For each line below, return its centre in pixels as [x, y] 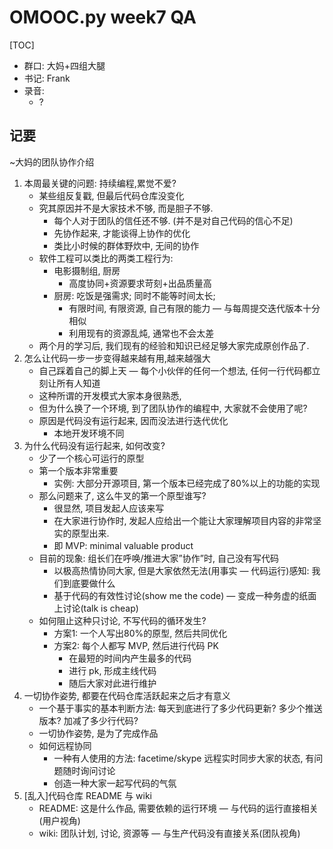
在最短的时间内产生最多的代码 [130, 658]
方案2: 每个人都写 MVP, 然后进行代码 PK [136, 645]
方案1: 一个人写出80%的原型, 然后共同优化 [140, 633]
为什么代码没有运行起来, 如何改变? [94, 445]
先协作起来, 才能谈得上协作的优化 [122, 233]
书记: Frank [47, 78]
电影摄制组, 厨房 [87, 270]
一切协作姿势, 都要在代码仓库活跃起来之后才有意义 [127, 695]
